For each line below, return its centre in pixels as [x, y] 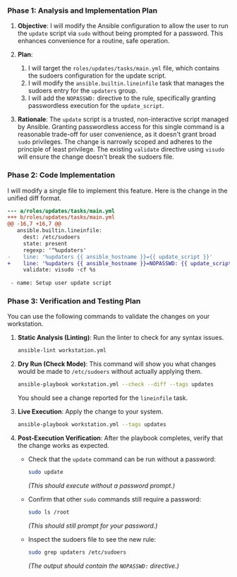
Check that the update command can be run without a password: [122, 459]
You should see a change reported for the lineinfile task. [103, 398]
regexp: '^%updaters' [55, 250]
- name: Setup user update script [61, 283]
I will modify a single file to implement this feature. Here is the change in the [117, 190]
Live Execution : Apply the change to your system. [90, 412]
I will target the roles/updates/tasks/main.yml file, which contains [124, 68]
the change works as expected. [63, 446]
